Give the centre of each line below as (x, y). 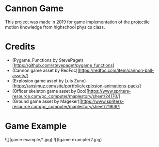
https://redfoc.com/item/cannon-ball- (117, 70)
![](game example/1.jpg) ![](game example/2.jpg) (54, 139)
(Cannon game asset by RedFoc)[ (46, 70)
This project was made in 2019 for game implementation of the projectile (78, 22)
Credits (20, 47)
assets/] (20, 75)
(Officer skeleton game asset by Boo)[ (50, 91)
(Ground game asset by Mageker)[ (47, 101)
